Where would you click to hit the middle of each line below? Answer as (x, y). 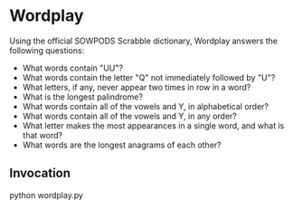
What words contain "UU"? (73, 68)
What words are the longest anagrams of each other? (122, 145)
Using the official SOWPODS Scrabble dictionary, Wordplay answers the (144, 41)
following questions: (47, 50)
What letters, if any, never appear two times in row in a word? (137, 87)
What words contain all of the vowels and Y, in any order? (130, 116)
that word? (43, 135)
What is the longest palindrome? (82, 97)
